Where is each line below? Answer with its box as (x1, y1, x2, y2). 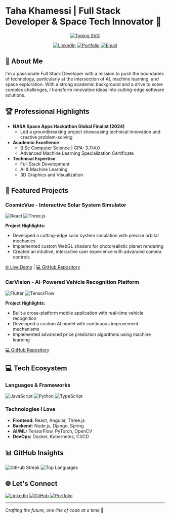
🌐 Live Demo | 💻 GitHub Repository (5, 264, 80, 270)
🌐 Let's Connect (5, 479, 58, 488)
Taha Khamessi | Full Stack (5, 5, 121, 17)
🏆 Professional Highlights (5, 107, 90, 116)
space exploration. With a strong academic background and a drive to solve (5, 81, 163, 87)
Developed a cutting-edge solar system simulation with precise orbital (12, 233, 159, 239)
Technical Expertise (12, 155, 56, 161)
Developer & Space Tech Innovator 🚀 (5, 16, 162, 27)
